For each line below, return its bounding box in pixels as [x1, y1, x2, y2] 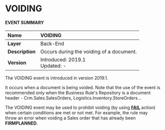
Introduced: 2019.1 [40, 56, 86, 63]
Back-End [40, 40, 65, 47]
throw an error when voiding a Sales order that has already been [5, 115, 136, 121]
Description [7, 48, 36, 55]
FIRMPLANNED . [5, 120, 38, 126]
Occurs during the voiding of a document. [40, 48, 137, 55]
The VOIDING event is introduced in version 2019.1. [5, 75, 108, 81]
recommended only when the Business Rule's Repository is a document [5, 90, 151, 96]
